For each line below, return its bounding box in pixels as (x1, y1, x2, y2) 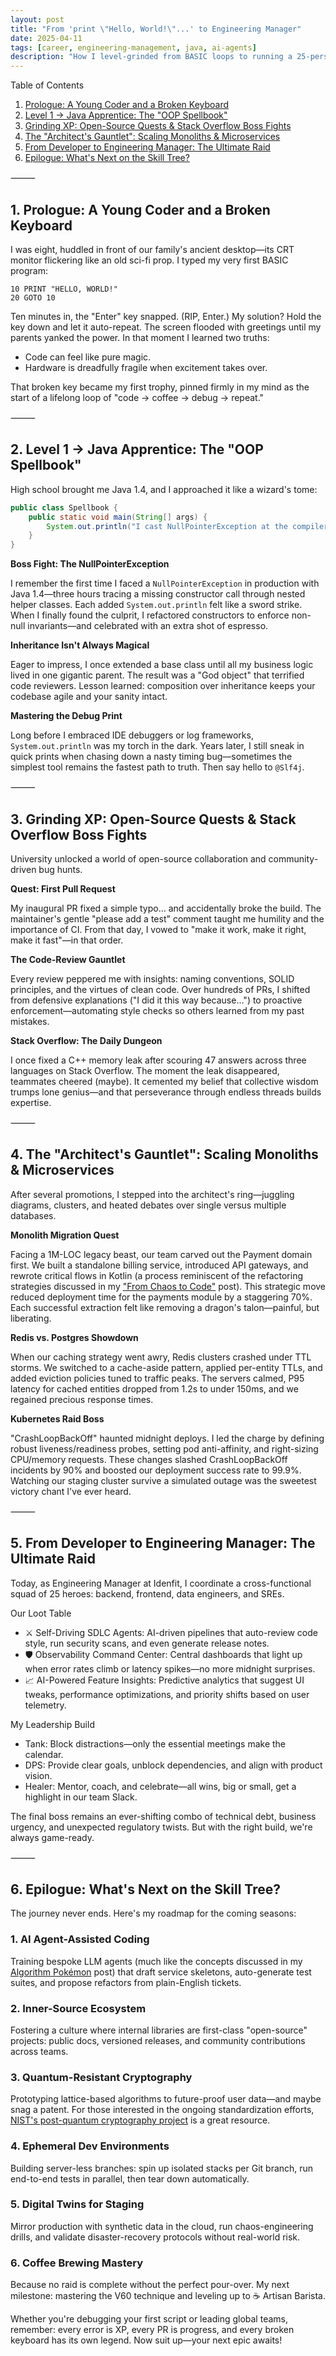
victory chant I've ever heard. (10, 1485, 132, 1497)
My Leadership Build (10, 1718, 95, 1730)
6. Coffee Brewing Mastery (10, 2256, 144, 2270)
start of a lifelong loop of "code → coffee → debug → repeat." (10, 391, 265, 403)
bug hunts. (38, 863, 83, 875)
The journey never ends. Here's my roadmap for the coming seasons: (10, 1907, 297, 1920)
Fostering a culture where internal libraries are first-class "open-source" (10, 2024, 308, 2036)
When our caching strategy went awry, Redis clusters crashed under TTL (10, 1351, 312, 1363)
